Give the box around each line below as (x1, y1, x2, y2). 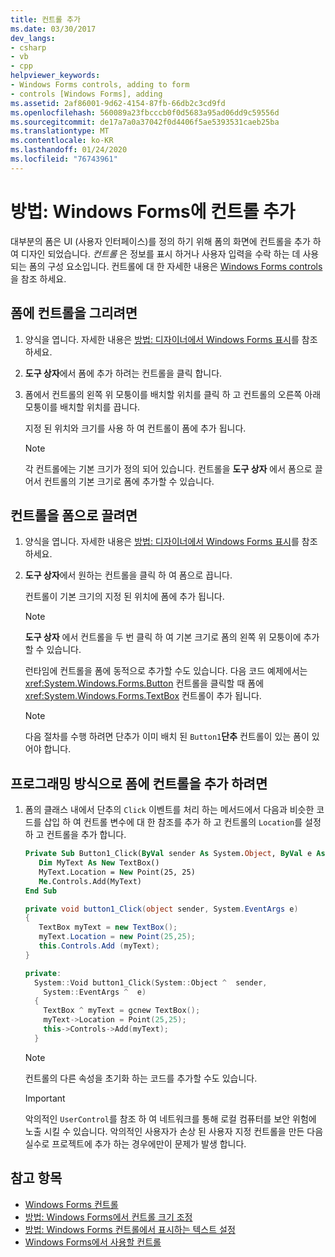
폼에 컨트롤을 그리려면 (10, 305, 138, 322)
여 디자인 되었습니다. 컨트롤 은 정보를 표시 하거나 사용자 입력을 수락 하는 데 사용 (10, 247, 320, 260)
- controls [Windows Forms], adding (10, 89, 163, 99)
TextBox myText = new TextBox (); (38, 922, 178, 933)
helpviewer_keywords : (10, 71, 101, 81)
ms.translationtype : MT (10, 126, 110, 136)
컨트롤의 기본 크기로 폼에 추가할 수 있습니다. (43, 475, 215, 487)
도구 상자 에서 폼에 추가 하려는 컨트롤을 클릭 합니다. (24, 367, 223, 379)
